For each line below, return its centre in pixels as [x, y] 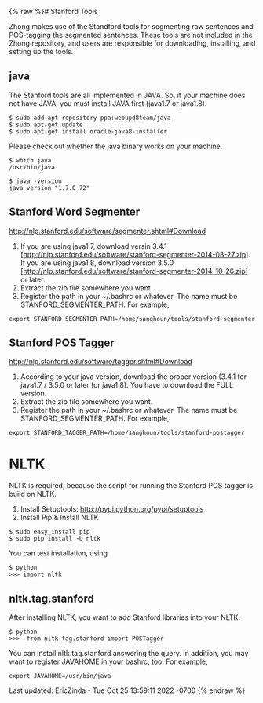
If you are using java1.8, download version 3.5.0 [97, 263]
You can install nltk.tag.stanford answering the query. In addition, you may [129, 654]
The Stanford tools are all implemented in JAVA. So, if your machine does [127, 95]
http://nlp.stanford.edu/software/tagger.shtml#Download [101, 362]
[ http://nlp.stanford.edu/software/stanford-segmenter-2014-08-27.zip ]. [135, 254]
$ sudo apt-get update [46, 125]
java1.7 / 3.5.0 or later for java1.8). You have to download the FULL [127, 385]
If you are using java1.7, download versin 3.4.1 [93, 246]
